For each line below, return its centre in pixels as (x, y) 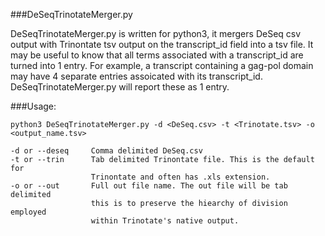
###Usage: (33, 106)
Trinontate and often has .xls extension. (180, 177)
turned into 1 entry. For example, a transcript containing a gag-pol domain (162, 65)
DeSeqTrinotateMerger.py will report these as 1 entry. (120, 87)
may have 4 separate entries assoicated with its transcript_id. (136, 76)
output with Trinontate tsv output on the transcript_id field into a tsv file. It (162, 44)
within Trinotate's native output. (165, 221)
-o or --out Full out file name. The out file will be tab (149, 186)
